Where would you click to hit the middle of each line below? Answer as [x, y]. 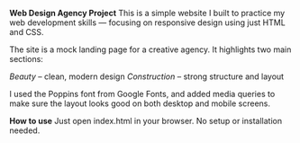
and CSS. [27, 32]
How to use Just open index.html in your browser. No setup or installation [145, 121]
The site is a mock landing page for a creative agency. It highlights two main [150, 49]
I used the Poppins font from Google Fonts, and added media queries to [142, 94]
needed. [25, 130]
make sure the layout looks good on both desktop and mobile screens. [140, 103]
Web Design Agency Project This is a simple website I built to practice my [147, 13]
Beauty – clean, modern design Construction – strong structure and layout [147, 76]
